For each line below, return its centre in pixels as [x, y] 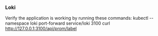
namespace [17, 23]
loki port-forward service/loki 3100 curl [70, 23]
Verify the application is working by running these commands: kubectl [77, 18]
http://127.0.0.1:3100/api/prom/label [41, 29]
